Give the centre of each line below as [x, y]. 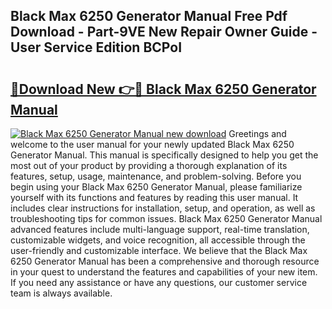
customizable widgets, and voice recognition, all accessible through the [158, 240]
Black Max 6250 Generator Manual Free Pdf [149, 16]
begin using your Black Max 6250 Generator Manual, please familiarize [156, 187]
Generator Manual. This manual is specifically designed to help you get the [164, 155]
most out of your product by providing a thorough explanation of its [149, 165]
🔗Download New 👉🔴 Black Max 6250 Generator [163, 89]
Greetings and [257, 133]
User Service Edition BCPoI [96, 47]
